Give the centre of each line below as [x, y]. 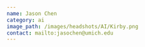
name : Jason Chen [32, 13]
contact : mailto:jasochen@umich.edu [60, 33]
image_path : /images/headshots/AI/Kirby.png [72, 26]
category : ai [26, 20]
